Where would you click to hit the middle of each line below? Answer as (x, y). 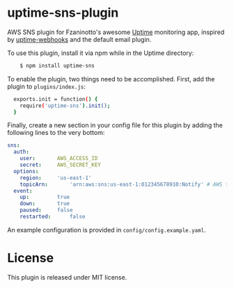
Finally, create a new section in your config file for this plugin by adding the (115, 125)
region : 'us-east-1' (56, 178)
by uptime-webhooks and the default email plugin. (79, 39)
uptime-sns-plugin (63, 13)
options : (26, 171)
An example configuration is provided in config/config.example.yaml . (107, 230)
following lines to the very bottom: (56, 133)
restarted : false (53, 217)
